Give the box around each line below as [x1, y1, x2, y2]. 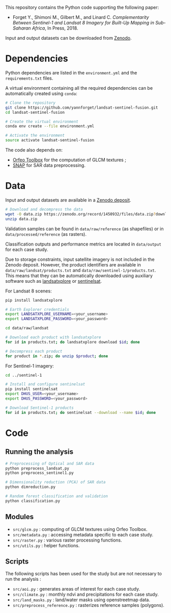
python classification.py [5, 498, 60, 503]
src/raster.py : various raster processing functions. [12, 537, 122, 543]
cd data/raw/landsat [5, 326, 49, 331]
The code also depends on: [5, 147, 63, 153]
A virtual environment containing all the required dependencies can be [5, 85, 153, 91]
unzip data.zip [5, 216, 38, 222]
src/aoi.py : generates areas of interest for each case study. [12, 586, 140, 592]
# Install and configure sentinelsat [5, 382, 85, 387]
